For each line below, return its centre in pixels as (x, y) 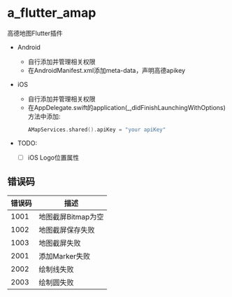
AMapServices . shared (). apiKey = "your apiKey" (97, 130)
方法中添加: (44, 116)
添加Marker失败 (65, 256)
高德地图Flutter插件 (35, 33)
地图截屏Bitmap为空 (71, 216)
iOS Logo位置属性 (53, 157)
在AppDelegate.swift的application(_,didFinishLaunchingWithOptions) (126, 107)
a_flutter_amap (52, 13)
